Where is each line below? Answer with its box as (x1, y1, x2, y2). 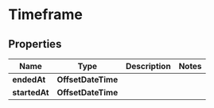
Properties (8, 37, 62, 51)
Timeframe (8, 6, 84, 24)
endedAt (12, 74, 46, 85)
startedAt (12, 87, 49, 98)
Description (126, 61, 171, 71)
